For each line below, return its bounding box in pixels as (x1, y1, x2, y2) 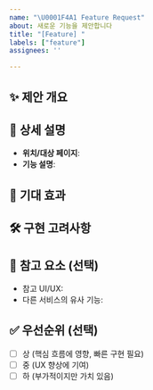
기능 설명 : (21, 159, 56, 170)
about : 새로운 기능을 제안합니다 (9, 21, 113, 30)
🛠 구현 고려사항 (9, 220, 92, 236)
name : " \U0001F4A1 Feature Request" (9, 12, 145, 22)
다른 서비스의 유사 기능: (21, 294, 104, 304)
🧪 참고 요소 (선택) (9, 258, 100, 273)
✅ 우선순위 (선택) (9, 323, 99, 338)
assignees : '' (9, 46, 62, 55)
